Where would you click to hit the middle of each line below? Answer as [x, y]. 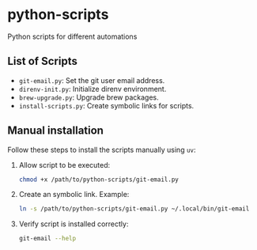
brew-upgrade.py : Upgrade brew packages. [89, 97]
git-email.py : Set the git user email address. [92, 80]
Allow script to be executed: [64, 165]
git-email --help [47, 239]
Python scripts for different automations [72, 36]
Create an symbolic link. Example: [74, 195]
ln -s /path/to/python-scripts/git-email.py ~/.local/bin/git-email [134, 209]
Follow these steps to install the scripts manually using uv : [102, 150]
